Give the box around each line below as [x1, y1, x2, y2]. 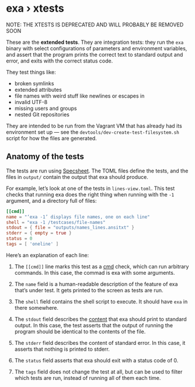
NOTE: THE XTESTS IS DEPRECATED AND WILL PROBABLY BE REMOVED [6, 21, 184, 28]
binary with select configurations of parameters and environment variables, [6, 44, 187, 51]
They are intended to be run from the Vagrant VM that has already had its [6, 122, 182, 129]
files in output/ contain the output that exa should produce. [6, 173, 149, 180]
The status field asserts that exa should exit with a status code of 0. [14, 357, 179, 364]
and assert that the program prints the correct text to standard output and [6, 51, 183, 58]
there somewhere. [14, 304, 59, 311]
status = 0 [6, 236, 33, 241]
